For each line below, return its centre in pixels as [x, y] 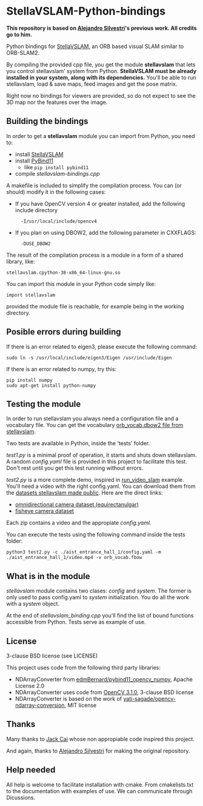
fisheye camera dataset [45, 511]
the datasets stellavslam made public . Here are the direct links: [85, 493]
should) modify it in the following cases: [56, 192]
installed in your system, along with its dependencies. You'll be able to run [101, 77]
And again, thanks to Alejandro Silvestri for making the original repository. [98, 751]
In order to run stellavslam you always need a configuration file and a [92, 419]
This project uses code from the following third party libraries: [84, 668]
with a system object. [33, 604]
